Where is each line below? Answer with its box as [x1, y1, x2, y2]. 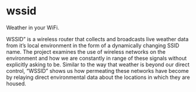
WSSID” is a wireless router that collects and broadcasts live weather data [6, 35, 189, 42]
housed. [6, 79, 27, 87]
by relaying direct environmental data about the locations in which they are [6, 73, 190, 81]
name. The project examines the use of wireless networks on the [6, 48, 166, 55]
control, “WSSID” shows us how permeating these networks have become [6, 67, 189, 74]
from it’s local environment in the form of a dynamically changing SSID [6, 42, 179, 49]
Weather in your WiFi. [6, 24, 60, 31]
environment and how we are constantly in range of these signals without [6, 54, 187, 62]
